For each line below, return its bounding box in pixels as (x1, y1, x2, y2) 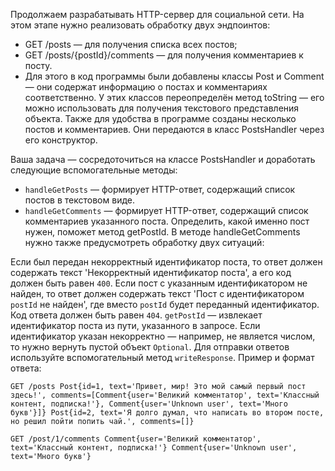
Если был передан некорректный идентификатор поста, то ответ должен (10, 256, 323, 268)
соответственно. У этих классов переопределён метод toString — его (24, 92, 325, 103)
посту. (24, 60, 53, 71)
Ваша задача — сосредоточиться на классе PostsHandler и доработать (10, 154, 316, 165)
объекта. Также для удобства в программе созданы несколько (24, 113, 297, 124)
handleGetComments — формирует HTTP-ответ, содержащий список (24, 205, 309, 216)
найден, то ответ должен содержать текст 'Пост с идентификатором (10, 288, 305, 299)
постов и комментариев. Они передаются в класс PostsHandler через (24, 124, 325, 135)
